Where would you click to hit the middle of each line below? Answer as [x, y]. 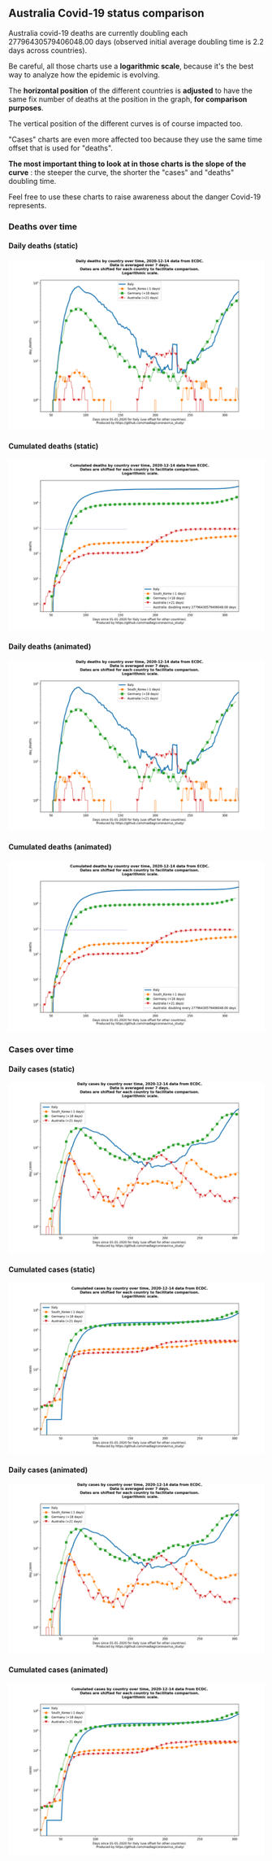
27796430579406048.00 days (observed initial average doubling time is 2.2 [136, 42]
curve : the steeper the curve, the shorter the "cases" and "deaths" [121, 172]
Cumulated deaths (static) [54, 446]
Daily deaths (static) [43, 246]
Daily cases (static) [42, 1068]
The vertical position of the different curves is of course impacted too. [126, 123]
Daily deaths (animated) [50, 647]
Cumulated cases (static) [52, 1269]
